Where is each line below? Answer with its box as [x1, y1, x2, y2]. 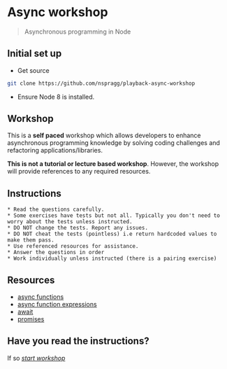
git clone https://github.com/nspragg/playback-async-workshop [7, 80, 196, 87]
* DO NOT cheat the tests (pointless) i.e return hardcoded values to [7, 230, 217, 238]
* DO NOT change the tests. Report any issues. [7, 225, 149, 232]
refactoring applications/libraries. [7, 146, 103, 155]
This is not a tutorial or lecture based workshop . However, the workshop [7, 160, 219, 168]
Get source [17, 66, 50, 74]
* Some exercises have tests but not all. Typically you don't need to [7, 212, 220, 219]
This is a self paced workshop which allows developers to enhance [7, 131, 201, 140]
